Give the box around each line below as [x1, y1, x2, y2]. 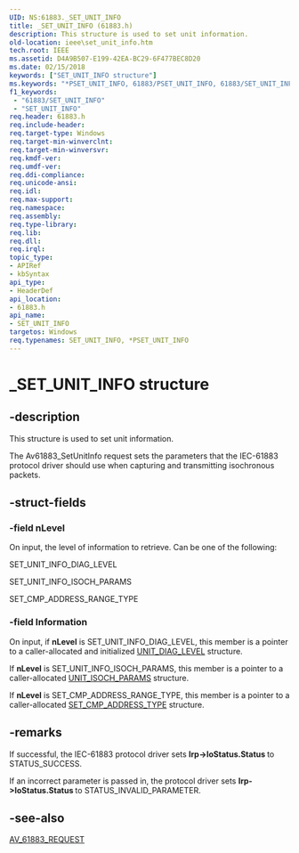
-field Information [9, 616, 87, 629]
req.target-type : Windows [9, 129, 105, 138]
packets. [9, 469, 41, 480]
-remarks [9, 725, 62, 740]
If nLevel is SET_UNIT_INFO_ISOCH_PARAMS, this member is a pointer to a [9, 662, 283, 673]
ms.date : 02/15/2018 [9, 63, 86, 72]
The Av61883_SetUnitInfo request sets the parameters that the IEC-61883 [9, 451, 279, 461]
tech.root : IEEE [9, 46, 69, 55]
